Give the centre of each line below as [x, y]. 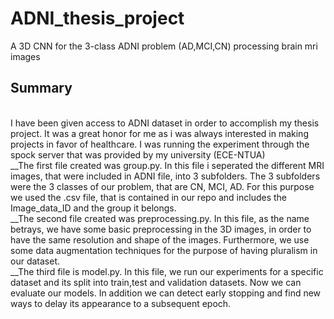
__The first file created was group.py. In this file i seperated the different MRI [167, 165]
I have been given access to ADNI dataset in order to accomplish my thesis [165, 123]
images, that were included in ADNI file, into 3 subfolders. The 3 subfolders [165, 176]
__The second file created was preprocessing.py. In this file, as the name [160, 218]
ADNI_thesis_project [97, 18]
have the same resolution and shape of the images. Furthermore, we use [160, 239]
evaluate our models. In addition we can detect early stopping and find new [166, 293]
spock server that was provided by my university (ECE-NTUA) [138, 154]
